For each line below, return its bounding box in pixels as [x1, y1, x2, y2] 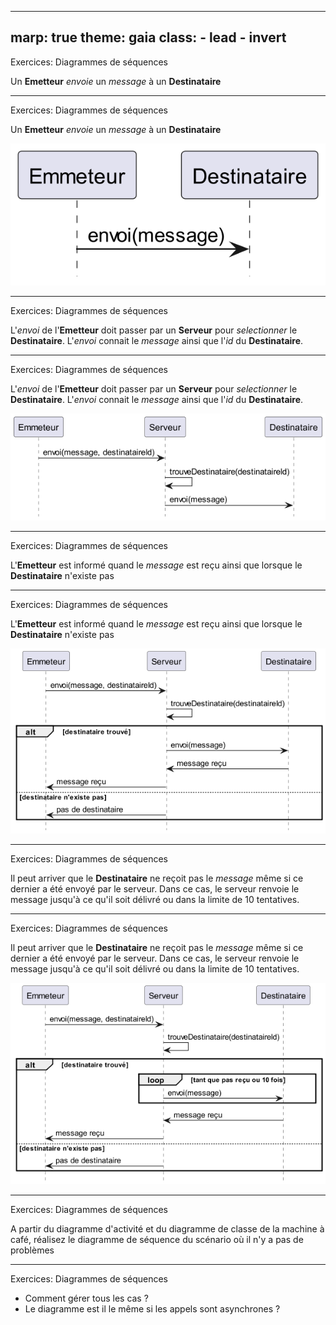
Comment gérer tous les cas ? [24, 1292, 149, 1305]
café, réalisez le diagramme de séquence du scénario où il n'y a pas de [10, 1234, 304, 1246]
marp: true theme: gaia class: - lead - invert [10, 29, 287, 46]
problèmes [10, 1244, 55, 1256]
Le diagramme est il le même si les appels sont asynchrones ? [24, 1303, 281, 1315]
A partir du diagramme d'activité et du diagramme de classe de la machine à [10, 1223, 325, 1235]
